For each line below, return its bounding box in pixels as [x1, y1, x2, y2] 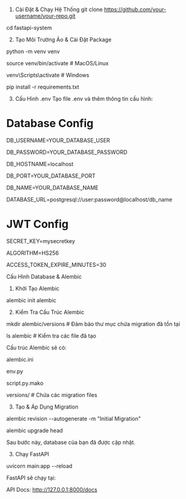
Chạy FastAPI [15, 450, 49, 457]
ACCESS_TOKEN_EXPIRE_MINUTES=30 [6, 261, 107, 268]
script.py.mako [6, 379, 44, 387]
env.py [6, 367, 23, 375]
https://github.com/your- [104, 6, 166, 13]
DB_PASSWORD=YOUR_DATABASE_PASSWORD [6, 148, 128, 156]
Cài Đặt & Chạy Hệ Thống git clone [15, 6, 103, 13]
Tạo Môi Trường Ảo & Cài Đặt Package [15, 36, 112, 43]
